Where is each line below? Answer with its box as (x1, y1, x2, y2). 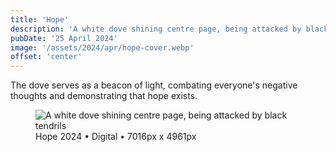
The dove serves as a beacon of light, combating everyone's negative (10, 79, 298, 91)
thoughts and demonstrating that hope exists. (10, 90, 198, 102)
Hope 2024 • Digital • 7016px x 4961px (35, 131, 197, 143)
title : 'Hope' (10, 14, 70, 25)
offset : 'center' (10, 52, 83, 62)
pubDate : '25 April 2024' (10, 33, 118, 43)
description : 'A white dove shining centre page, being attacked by (10, 24, 302, 34)
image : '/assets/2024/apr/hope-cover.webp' (10, 42, 195, 53)
